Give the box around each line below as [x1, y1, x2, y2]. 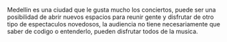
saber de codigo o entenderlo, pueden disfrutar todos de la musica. [7, 27, 198, 35]
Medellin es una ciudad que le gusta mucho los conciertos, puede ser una [7, 6, 216, 14]
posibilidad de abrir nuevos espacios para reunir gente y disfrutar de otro [7, 13, 214, 21]
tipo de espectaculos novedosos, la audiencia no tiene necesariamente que [7, 20, 221, 28]
